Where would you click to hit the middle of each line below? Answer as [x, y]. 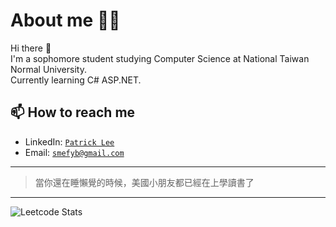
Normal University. [48, 69]
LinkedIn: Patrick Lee [69, 141]
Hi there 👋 [31, 48]
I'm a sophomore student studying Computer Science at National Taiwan [160, 58]
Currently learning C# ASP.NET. [76, 80]
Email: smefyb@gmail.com [74, 152]
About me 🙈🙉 [65, 20]
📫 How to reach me [73, 112]
